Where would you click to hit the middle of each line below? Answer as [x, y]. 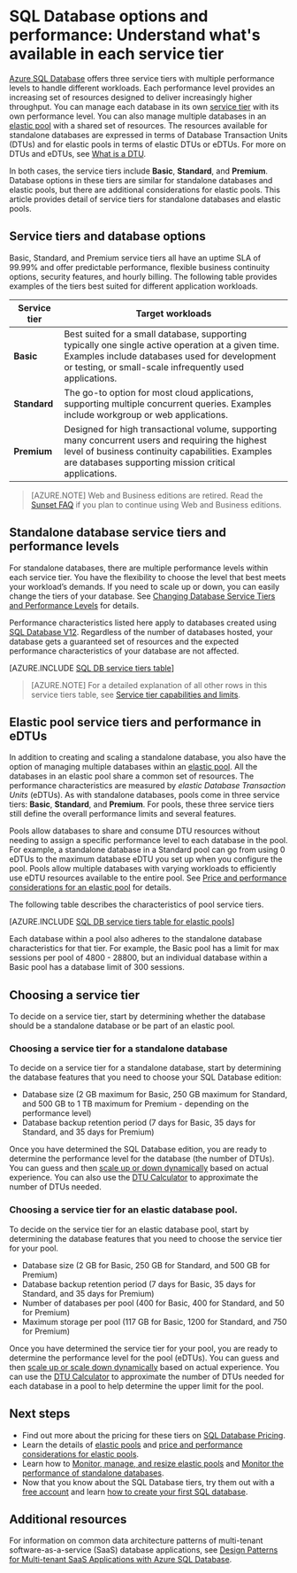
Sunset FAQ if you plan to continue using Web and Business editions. [156, 504]
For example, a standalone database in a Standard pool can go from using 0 [147, 850]
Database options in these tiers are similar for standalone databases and [141, 180]
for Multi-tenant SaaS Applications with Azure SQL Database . [121, 1560]
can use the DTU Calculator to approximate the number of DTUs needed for [147, 1376]
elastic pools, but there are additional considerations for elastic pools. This [145, 190]
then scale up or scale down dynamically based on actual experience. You [145, 1367]
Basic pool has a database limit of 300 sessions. [97, 967]
